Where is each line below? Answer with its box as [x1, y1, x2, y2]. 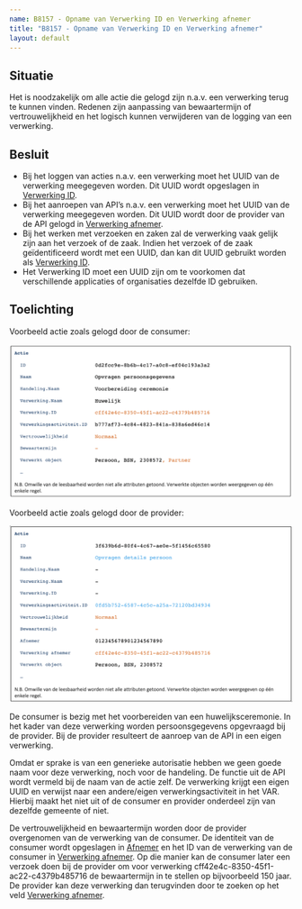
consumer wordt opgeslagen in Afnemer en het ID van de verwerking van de [9, 842, 293, 853]
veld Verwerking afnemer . [9, 890, 105, 901]
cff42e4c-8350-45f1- [194, 861, 274, 872]
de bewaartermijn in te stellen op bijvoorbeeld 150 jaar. [89, 870, 292, 882]
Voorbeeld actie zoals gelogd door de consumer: [9, 325, 191, 337]
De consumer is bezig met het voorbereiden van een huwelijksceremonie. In [9, 712, 291, 723]
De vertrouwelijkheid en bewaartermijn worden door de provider [9, 823, 247, 833]
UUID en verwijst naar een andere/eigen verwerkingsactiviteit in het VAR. [9, 786, 280, 797]
